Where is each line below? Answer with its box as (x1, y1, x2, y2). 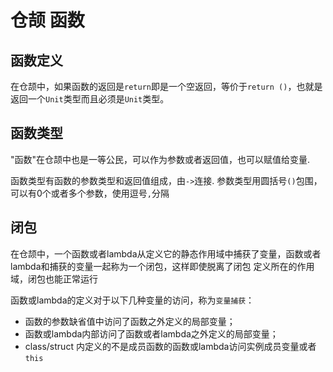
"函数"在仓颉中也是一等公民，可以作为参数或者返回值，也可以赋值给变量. (10, 153, 311, 165)
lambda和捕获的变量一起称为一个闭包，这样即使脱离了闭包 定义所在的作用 (10, 260, 315, 272)
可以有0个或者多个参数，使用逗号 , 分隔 (10, 187, 170, 199)
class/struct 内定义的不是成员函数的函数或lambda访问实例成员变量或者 (24, 340, 317, 352)
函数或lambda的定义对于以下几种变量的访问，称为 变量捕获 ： (10, 294, 255, 306)
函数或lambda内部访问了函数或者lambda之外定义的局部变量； (24, 327, 279, 340)
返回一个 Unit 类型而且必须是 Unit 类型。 (10, 93, 170, 105)
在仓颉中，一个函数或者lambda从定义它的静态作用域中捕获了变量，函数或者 (10, 247, 322, 260)
